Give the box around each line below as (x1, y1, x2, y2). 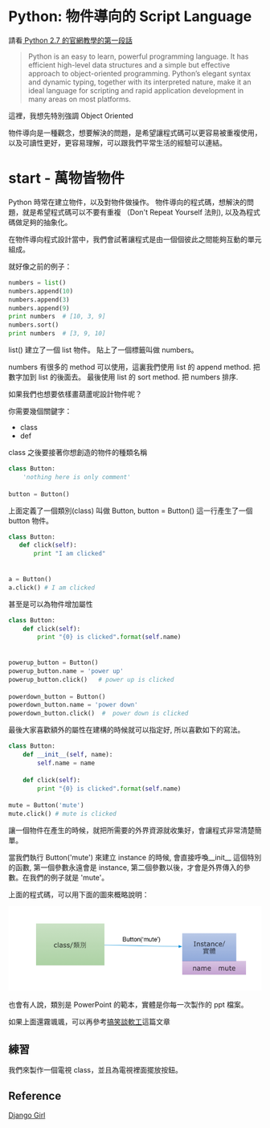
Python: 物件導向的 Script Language (8, 7, 252, 26)
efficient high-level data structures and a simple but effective (27, 59, 231, 69)
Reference (8, 1089, 62, 1102)
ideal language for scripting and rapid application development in (27, 85, 244, 95)
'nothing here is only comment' (22, 473, 131, 481)
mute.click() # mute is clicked (8, 810, 117, 818)
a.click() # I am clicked (8, 584, 95, 592)
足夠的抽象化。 (22, 217, 72, 227)
